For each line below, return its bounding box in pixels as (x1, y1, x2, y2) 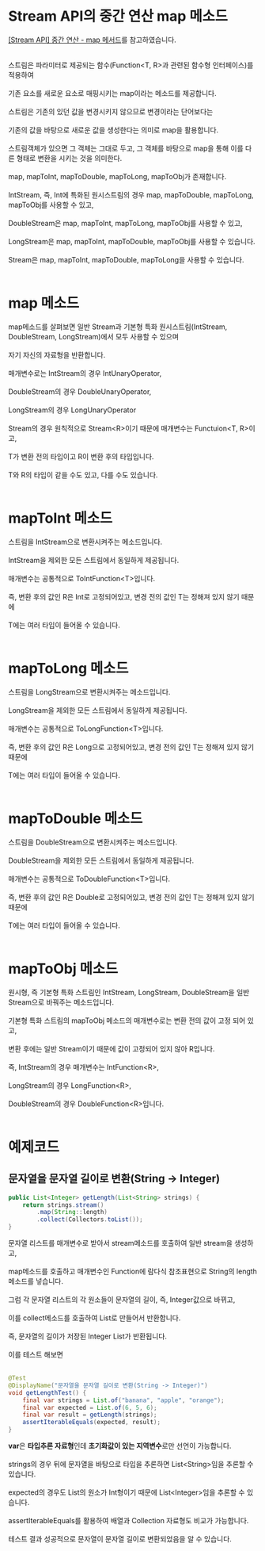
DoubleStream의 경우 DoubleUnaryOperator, (8, 386, 152, 396)
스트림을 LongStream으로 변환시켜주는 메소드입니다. (8, 687, 171, 696)
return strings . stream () (22, 1201, 104, 1209)
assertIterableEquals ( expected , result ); (22, 1419, 161, 1427)
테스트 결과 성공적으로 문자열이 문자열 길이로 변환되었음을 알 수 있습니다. (8, 1534, 232, 1543)
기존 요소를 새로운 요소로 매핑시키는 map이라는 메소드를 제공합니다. (8, 88, 217, 98)
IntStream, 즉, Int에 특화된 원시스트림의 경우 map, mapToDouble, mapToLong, (8, 190, 255, 199)
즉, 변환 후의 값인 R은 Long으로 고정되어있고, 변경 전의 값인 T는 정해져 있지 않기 (8, 742, 255, 752)
